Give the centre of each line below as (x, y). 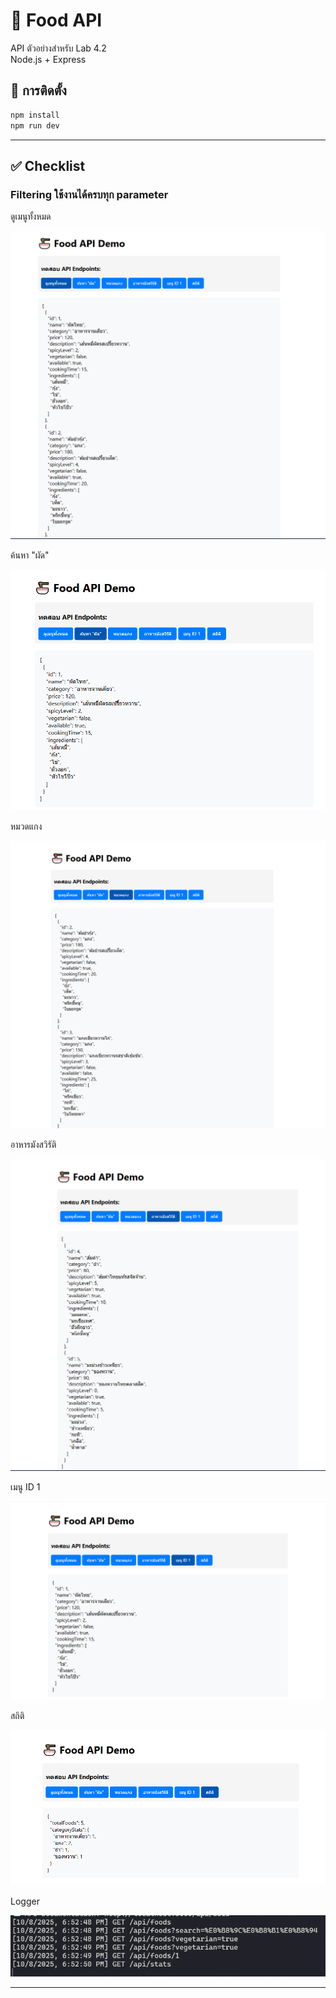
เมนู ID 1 (25, 1487)
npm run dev (35, 125)
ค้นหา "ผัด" (30, 555)
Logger (25, 1901)
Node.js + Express (48, 59)
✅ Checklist (48, 165)
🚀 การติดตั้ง (38, 90)
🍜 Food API (56, 20)
